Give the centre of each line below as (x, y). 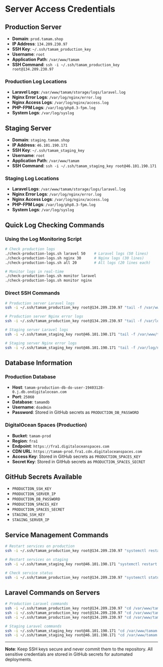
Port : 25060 (23, 397)
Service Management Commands (57, 535)
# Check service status (29, 573)
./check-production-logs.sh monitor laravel (51, 276)
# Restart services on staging (37, 559)
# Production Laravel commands (37, 604)
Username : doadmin (32, 407)
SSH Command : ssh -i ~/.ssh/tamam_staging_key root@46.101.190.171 (84, 166)
